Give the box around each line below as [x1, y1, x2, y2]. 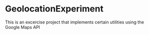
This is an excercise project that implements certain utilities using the [5, 19, 144, 25]
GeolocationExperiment [5, 3, 104, 14]
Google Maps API [5, 24, 41, 30]
